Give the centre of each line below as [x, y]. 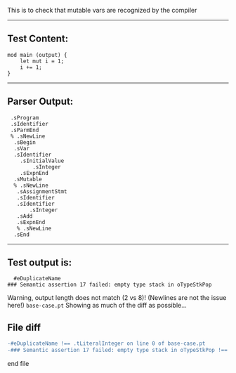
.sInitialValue [42, 161]
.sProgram [25, 118]
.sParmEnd [25, 130]
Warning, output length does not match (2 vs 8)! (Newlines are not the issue [117, 298]
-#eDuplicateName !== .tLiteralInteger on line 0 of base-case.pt [106, 343]
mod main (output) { [38, 55]
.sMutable [28, 179]
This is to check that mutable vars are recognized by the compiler [102, 10]
